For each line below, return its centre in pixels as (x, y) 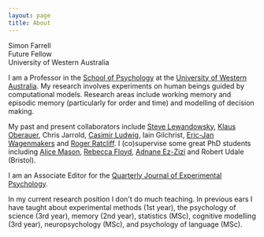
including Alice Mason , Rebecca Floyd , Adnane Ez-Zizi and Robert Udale (126, 152)
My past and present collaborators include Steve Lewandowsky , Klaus (122, 126)
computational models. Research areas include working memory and (120, 94)
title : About (30, 23)
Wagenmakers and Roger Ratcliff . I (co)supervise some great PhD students (130, 143)
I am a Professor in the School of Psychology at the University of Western (127, 77)
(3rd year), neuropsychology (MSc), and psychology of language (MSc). (125, 224)
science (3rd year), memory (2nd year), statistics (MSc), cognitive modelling (132, 216)
